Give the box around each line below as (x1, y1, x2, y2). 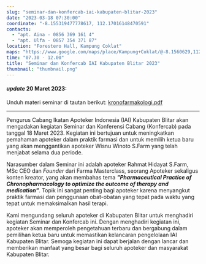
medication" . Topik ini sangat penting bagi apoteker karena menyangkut (6, 186, 190, 194)
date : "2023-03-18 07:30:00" (6, 15, 81, 21)
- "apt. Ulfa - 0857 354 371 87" (12, 37, 97, 43)
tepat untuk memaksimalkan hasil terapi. (6, 200, 109, 207)
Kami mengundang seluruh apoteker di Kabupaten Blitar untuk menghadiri (6, 211, 194, 219)
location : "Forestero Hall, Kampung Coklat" (6, 43, 122, 50)
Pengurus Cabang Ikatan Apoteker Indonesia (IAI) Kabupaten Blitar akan (6, 116, 189, 123)
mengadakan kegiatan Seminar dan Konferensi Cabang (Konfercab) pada (6, 123, 191, 130)
